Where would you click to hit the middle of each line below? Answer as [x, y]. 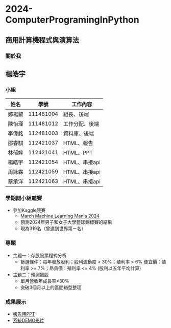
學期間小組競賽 [24, 198]
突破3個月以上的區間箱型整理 [51, 287]
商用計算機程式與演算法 [42, 40]
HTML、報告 [78, 143]
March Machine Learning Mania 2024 [60, 216]
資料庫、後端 [79, 134]
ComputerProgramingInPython [72, 20]
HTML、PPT [78, 153]
